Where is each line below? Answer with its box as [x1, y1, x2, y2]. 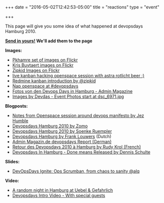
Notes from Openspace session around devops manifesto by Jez [12, 113, 144, 118]
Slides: [5, 159, 20, 164]
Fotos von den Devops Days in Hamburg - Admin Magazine [12, 88, 133, 94]
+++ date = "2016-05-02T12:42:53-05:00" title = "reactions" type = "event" [5, 4, 160, 10]
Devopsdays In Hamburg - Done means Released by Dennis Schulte [12, 149, 151, 155]
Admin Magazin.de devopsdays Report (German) [12, 139, 112, 145]
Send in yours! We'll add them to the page [5, 38, 93, 44]
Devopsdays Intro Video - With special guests [12, 193, 105, 198]
